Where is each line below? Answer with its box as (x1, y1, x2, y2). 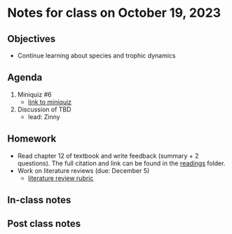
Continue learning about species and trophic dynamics (17, 51, 176, 60)
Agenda (7, 71, 43, 83)
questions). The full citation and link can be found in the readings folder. (17, 159, 226, 167)
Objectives (7, 33, 56, 45)
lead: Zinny (27, 112, 61, 121)
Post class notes (7, 218, 81, 230)
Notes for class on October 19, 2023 (7, 5, 221, 21)
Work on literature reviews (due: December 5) (17, 166, 150, 174)
